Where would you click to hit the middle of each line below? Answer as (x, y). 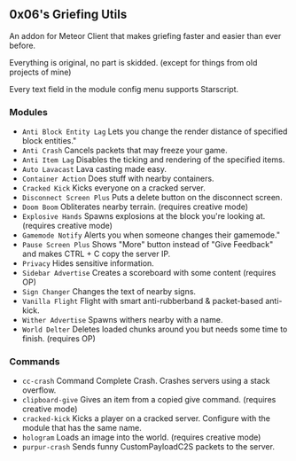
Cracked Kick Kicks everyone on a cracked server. (113, 188)
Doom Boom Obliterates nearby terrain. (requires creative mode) (135, 207)
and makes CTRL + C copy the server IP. (96, 254)
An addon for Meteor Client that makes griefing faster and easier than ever (145, 35)
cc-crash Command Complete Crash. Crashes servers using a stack (146, 381)
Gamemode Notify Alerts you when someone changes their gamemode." (151, 235)
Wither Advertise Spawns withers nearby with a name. (122, 320)
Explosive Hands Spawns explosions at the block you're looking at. (144, 216)
